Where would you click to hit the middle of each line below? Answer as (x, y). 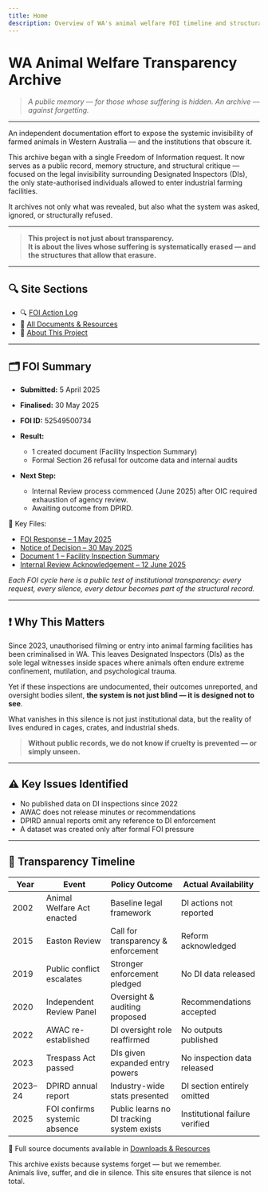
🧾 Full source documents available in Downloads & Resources (109, 1148)
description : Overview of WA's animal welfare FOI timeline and (117, 23)
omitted (195, 1095)
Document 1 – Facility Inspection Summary (89, 556)
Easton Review (74, 941)
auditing (126, 1006)
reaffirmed (130, 1039)
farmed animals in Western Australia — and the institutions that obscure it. (130, 142)
